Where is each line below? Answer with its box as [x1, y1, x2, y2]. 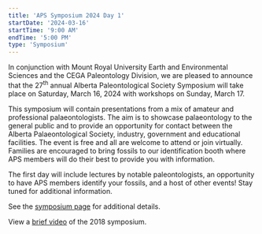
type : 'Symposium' [8, 41, 68, 49]
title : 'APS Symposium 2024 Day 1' [8, 11, 125, 20]
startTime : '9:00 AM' [8, 26, 79, 34]
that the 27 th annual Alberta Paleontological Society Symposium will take [8, 80, 244, 90]
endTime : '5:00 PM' [8, 33, 72, 42]
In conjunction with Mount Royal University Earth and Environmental [8, 62, 228, 72]
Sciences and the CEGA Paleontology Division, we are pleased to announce [8, 71, 253, 80]
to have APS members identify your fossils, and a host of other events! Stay [8, 178, 253, 188]
